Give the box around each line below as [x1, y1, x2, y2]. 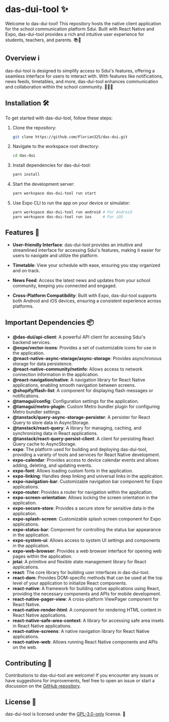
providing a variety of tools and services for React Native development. [12, 452, 160, 458]
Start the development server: [12, 181, 75, 187]
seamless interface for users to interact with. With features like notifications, [5, 73, 163, 79]
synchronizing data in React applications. [12, 430, 98, 437]
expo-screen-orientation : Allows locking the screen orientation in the [12, 494, 158, 500]
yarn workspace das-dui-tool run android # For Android [12, 210, 132, 215]
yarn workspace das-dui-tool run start [12, 191, 97, 196]
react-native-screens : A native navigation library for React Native [12, 628, 150, 634]
